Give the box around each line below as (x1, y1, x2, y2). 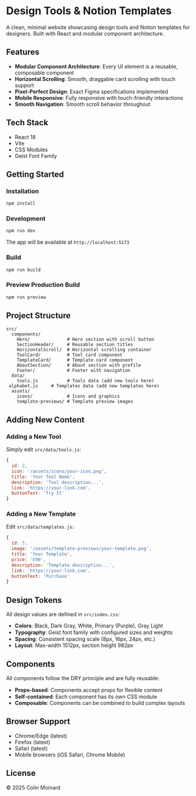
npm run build (6, 267, 41, 273)
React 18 (14, 133, 36, 140)
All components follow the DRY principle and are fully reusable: (6, 674, 159, 681)
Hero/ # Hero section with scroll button (17, 336, 155, 342)
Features (6, 47, 40, 57)
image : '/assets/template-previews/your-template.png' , (11, 546, 152, 552)
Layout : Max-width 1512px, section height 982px (14, 642, 134, 649)
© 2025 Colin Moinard (6, 784, 61, 791)
